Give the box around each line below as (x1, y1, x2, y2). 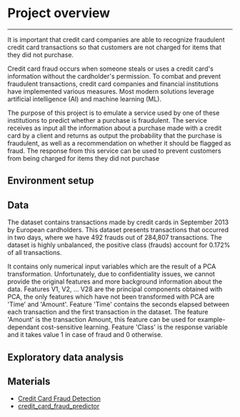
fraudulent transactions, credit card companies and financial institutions (7, 79, 219, 88)
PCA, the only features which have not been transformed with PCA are (7, 293, 215, 301)
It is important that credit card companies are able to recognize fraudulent (7, 35, 225, 44)
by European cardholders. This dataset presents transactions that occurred (7, 226, 229, 234)
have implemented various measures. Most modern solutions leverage (7, 87, 214, 96)
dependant (7, 323, 40, 331)
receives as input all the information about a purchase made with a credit (7, 124, 222, 132)
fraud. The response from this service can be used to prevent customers (7, 146, 221, 155)
